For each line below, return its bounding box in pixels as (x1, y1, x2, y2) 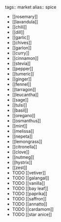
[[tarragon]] (12, 87, 36, 92)
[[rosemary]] (12, 14, 38, 19)
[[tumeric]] (12, 71, 34, 76)
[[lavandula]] (12, 19, 38, 25)
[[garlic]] (12, 34, 30, 40)
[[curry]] (12, 50, 30, 56)
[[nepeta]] (12, 133, 33, 139)
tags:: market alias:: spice (5, 4, 57, 10)
